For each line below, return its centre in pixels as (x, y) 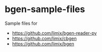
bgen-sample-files (45, 9)
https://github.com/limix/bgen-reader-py (54, 33)
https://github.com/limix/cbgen (44, 38)
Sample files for (21, 23)
